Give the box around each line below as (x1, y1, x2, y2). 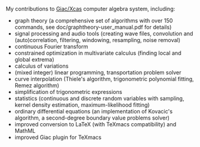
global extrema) (14, 56, 54, 63)
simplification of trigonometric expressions (14, 88, 123, 95)
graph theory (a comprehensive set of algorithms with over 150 (14, 17, 173, 24)
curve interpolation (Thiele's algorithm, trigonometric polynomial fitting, (14, 76, 195, 82)
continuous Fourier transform (14, 43, 88, 50)
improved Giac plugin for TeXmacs (14, 134, 102, 141)
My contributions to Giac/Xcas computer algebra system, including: (5, 5, 176, 12)
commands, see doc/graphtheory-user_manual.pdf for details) (14, 24, 172, 30)
